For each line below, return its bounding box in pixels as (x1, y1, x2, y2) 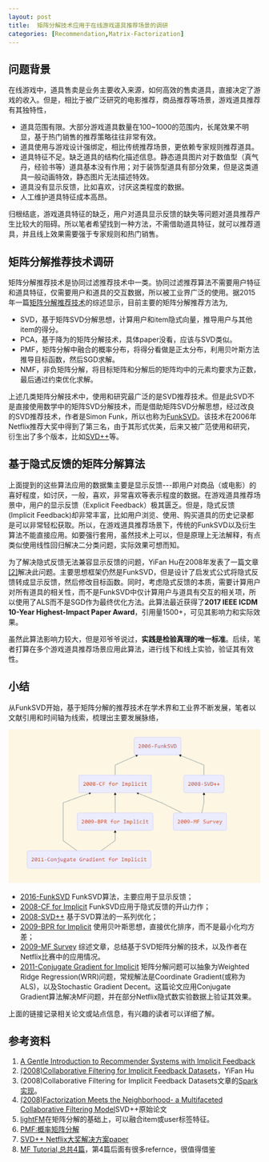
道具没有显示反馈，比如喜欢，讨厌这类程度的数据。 (19, 182, 189, 192)
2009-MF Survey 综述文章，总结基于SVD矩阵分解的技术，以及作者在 (19, 941, 247, 952)
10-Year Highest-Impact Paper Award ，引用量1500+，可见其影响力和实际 (8, 607, 254, 616)
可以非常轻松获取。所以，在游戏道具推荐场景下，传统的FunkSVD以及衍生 (14, 520, 256, 530)
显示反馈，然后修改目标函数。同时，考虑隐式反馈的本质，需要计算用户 (29, 577, 261, 587)
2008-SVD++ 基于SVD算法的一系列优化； (19, 912, 159, 921)
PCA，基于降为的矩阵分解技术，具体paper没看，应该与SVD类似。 (19, 335, 237, 344)
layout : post (8, 13, 52, 21)
